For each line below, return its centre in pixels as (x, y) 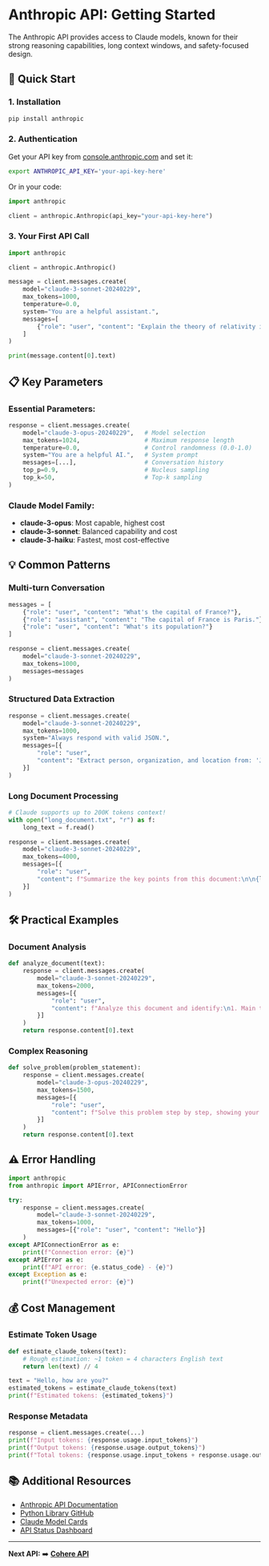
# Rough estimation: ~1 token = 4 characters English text (123, 1359)
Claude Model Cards (54, 1521)
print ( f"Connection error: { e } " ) (78, 1252)
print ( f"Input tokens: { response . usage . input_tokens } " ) (103, 1440)
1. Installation (35, 102)
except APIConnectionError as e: (64, 1245)
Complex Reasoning (48, 1051)
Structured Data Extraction (62, 699)
